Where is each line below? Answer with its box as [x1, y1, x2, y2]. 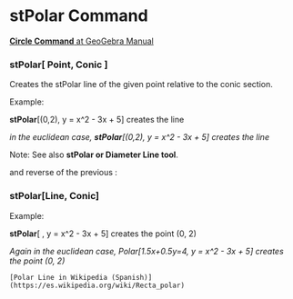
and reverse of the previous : [9, 167, 118, 178]
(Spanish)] [110, 273, 153, 282]
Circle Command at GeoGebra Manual [9, 35, 155, 46]
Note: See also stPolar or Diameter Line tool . [9, 149, 179, 160]
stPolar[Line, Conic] [9, 190, 100, 203]
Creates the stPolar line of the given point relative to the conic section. [9, 79, 273, 90]
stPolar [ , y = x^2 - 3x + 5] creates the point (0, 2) [9, 228, 197, 239]
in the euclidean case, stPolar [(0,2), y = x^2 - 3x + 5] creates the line [9, 132, 270, 143]
